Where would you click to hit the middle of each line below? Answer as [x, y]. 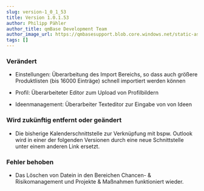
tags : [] [17, 40]
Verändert [22, 61]
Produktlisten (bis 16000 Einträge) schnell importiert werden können [100, 81]
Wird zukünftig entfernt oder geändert [64, 120]
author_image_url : [29, 35]
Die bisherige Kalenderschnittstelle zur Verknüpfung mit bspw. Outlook [104, 133]
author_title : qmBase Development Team [57, 29]
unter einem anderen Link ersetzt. [57, 146]
